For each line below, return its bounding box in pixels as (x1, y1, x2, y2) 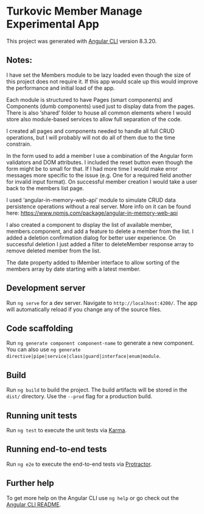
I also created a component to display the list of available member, (6, 221, 173, 228)
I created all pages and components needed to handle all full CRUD (6, 127, 175, 135)
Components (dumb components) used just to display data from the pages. (6, 102, 195, 110)
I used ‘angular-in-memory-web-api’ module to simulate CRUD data (6, 196, 176, 204)
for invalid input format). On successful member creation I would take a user (6, 178, 198, 185)
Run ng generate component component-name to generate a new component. (6, 340, 195, 347)
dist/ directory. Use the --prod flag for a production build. (6, 393, 152, 400)
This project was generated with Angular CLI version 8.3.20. (6, 37, 157, 45)
